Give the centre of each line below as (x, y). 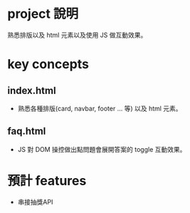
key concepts (48, 64)
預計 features (47, 181)
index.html (32, 90)
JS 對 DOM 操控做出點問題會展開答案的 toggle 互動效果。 (102, 149)
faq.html (27, 131)
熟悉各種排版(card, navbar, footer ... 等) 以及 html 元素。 (100, 108)
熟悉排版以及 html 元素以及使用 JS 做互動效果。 (77, 35)
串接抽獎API (35, 202)
